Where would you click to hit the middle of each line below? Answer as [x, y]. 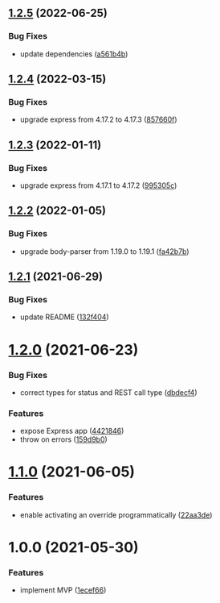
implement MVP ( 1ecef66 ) [63, 590]
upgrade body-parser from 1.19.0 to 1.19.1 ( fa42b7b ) [105, 251]
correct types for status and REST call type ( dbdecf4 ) [108, 392]
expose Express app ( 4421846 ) [72, 431]
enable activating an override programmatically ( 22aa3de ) [116, 514]
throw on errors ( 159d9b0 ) [64, 439]
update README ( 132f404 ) [65, 317]
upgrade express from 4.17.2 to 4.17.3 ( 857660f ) [99, 119]
